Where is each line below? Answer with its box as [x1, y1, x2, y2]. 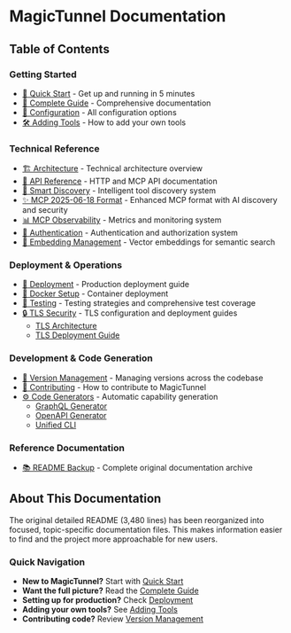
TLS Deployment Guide [34, 330, 120, 340]
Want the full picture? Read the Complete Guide [21, 585, 199, 596]
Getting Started [9, 68, 77, 81]
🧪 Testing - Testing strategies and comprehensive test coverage [21, 298, 257, 309]
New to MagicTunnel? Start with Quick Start [21, 576, 184, 587]
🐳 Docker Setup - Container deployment [21, 288, 169, 299]
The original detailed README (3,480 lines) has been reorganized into [9, 514, 264, 525]
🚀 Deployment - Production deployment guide [21, 279, 190, 290]
